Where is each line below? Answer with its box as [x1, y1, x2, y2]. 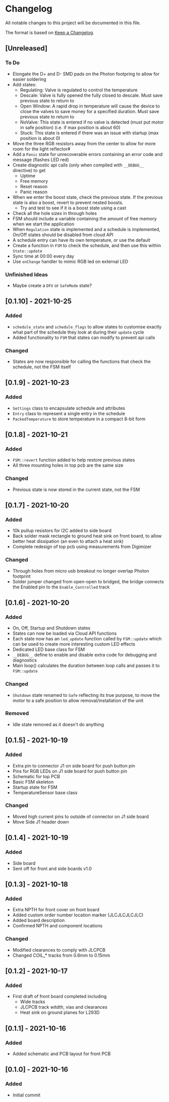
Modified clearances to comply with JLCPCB [12, 947, 106, 953]
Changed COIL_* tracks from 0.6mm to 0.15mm [12, 952, 110, 958]
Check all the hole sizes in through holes [12, 210, 97, 216]
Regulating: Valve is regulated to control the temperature [20, 87, 138, 93]
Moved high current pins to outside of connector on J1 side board [12, 813, 149, 819]
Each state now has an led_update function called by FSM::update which [12, 636, 162, 642]
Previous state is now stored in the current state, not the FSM [12, 486, 140, 492]
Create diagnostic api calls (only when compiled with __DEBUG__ [12, 162, 144, 168]
